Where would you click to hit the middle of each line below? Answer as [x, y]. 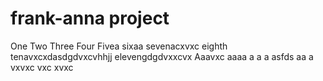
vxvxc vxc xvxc [42, 67]
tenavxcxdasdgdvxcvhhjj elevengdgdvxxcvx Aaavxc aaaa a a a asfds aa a [162, 56]
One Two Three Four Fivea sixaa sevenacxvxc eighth [119, 46]
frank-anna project [90, 18]
